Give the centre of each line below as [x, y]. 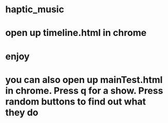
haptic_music [35, 9]
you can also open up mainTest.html [84, 80]
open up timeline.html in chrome [76, 33]
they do [22, 112]
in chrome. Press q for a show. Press [84, 90]
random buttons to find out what [76, 101]
